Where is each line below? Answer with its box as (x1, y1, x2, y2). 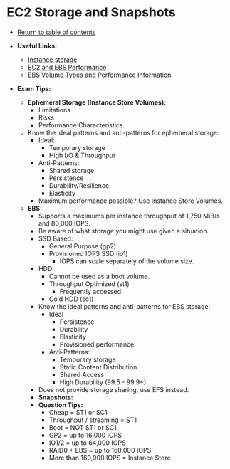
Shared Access (59, 370, 105, 379)
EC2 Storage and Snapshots (6, 4, 176, 21)
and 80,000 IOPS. (38, 218, 90, 228)
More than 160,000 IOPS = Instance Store (48, 453, 172, 462)
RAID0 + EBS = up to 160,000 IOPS (48, 446, 152, 454)
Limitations (38, 105, 70, 114)
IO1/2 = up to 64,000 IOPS (48, 438, 126, 447)
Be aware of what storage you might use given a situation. (38, 226, 209, 235)
